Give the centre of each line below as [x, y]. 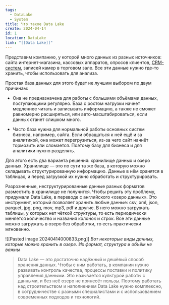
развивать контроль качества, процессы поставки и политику [85, 270]
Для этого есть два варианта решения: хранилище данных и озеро [78, 160]
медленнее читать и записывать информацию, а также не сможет [84, 108]
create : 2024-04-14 [26, 29]
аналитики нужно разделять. [44, 150]
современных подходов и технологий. [59, 297]
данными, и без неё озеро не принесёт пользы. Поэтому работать [89, 281]
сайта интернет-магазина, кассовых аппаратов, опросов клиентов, [78, 62]
